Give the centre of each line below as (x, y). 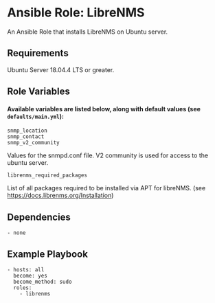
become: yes (31, 276)
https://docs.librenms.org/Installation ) (60, 195)
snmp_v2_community (33, 143)
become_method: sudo (43, 282)
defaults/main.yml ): (35, 116)
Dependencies (39, 217)
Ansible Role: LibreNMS (76, 13)
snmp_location (27, 131)
